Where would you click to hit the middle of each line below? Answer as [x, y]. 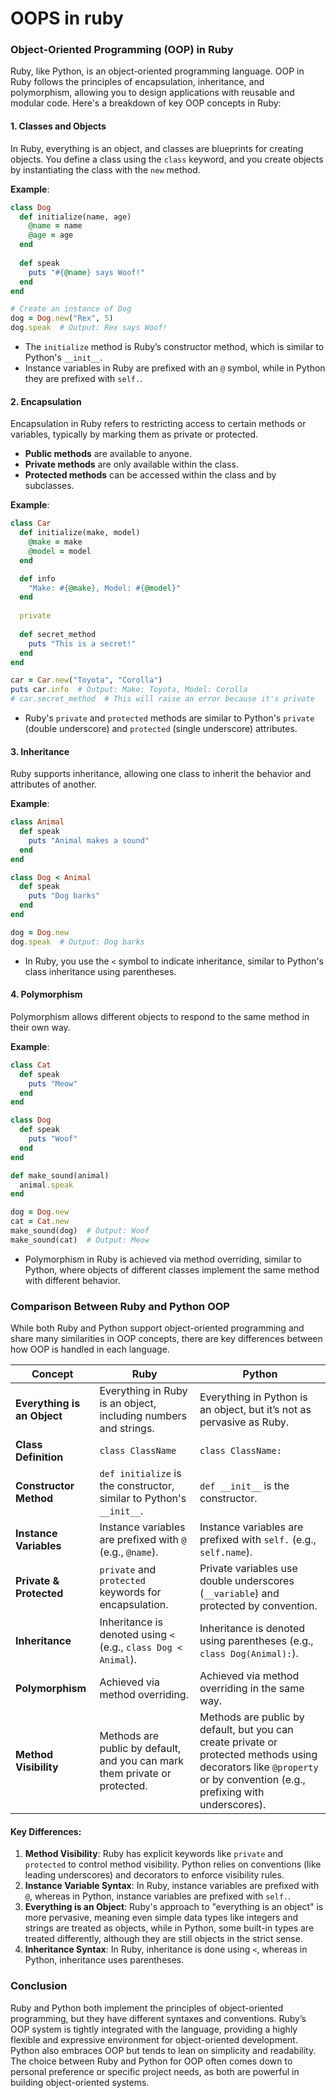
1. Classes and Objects [58, 126]
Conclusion [39, 1986]
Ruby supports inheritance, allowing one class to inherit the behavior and [161, 774]
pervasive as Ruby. [244, 1422]
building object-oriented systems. [80, 2082]
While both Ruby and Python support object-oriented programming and [157, 1328]
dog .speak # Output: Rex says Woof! [89, 328]
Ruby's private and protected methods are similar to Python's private [169, 718]
